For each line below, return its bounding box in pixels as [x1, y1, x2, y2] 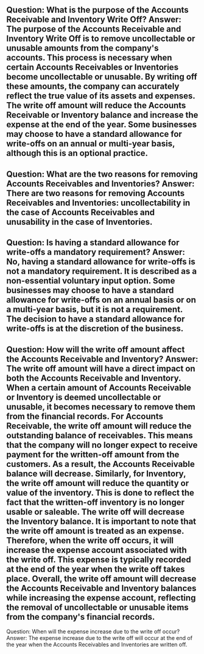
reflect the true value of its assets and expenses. [6, 91, 195, 101]
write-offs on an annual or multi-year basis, [6, 139, 175, 149]
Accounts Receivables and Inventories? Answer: [6, 178, 195, 189]
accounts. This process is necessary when [6, 53, 172, 63]
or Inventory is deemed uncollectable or [6, 392, 161, 402]
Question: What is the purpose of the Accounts [6, 5, 189, 15]
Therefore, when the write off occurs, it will [6, 535, 174, 546]
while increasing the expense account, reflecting [6, 592, 196, 603]
